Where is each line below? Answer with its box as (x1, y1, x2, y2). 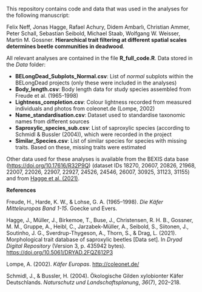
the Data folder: (6, 61, 46, 68)
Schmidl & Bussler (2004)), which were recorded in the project (15, 131, 172, 138)
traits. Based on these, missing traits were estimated (15, 144, 146, 151)
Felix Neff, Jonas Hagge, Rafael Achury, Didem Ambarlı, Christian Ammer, (6, 24, 190, 30)
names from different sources (15, 118, 90, 125)
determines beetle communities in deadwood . (6, 42, 125, 50)
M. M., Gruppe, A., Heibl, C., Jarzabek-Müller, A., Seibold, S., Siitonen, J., (6, 223, 189, 230)
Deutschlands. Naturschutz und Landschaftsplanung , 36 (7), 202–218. (6, 279, 181, 286)
